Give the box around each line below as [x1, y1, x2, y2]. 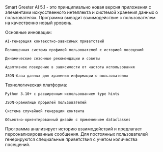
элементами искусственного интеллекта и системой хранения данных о [5, 9, 158, 15]
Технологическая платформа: [5, 82, 68, 88]
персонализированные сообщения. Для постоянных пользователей [5, 131, 148, 137]
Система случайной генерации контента [5, 109, 84, 114]
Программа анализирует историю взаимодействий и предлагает [5, 126, 142, 132]
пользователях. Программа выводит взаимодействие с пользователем [5, 15, 156, 20]
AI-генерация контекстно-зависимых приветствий [5, 39, 105, 44]
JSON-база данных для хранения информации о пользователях [5, 73, 129, 78]
